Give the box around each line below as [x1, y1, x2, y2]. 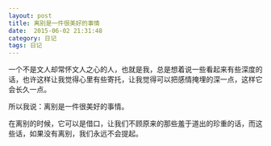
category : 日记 [8, 34, 57, 43]
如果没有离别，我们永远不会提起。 [29, 129, 143, 139]
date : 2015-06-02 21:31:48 [8, 26, 103, 34]
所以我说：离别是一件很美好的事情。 [8, 102, 129, 112]
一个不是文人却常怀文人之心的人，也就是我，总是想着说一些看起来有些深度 [8, 65, 256, 75]
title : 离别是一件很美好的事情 [8, 19, 100, 27]
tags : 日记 [8, 42, 43, 50]
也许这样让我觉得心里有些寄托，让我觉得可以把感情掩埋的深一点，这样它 [22, 75, 263, 84]
